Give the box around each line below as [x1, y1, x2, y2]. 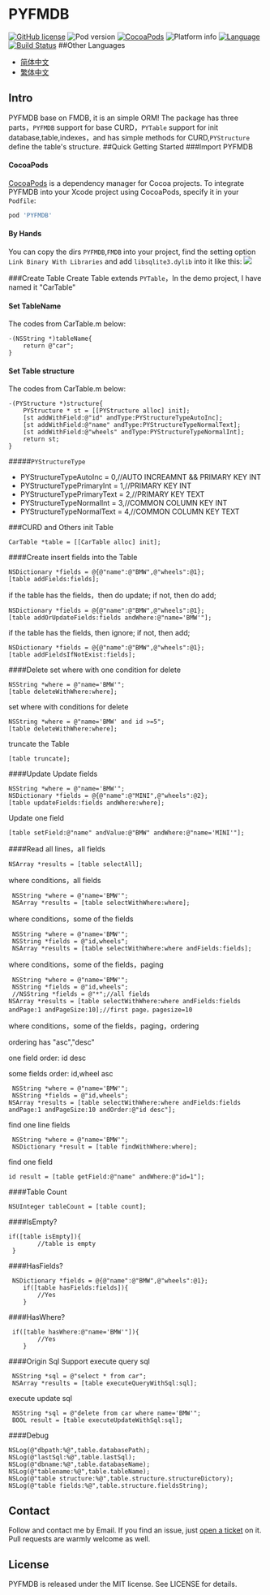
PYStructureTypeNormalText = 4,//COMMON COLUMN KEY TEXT [19, 507, 240, 516]
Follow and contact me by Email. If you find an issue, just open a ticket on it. [8, 1525, 262, 1535]
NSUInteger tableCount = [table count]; [8, 1203, 148, 1211]
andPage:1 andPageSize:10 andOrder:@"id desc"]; [8, 1106, 176, 1114]
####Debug [8, 1430, 49, 1441]
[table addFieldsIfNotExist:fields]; [8, 651, 136, 659]
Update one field [8, 813, 65, 823]
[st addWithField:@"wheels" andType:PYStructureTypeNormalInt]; [23, 428, 245, 437]
